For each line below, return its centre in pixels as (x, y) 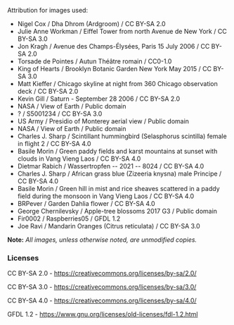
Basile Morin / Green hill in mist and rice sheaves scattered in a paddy (118, 189)
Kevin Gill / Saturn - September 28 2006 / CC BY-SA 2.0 (99, 99)
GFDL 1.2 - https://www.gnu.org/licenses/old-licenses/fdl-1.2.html (103, 314)
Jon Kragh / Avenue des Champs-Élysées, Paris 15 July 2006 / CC (113, 46)
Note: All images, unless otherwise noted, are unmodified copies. (102, 240)
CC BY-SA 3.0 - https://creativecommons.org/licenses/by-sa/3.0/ (102, 287)
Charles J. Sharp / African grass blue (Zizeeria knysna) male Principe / (119, 173)
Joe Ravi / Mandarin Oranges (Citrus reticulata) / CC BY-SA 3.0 (109, 226)
